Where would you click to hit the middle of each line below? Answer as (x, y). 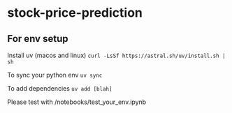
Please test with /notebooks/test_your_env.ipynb (77, 102)
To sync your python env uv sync (55, 75)
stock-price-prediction (75, 13)
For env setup (38, 39)
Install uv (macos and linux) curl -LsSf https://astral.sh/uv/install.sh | (116, 55)
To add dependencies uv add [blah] (60, 88)
